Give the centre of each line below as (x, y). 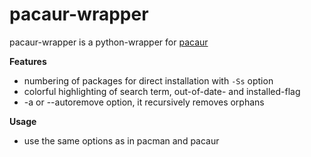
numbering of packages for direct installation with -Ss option (148, 80)
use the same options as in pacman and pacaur (121, 140)
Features (28, 61)
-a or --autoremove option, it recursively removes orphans (144, 102)
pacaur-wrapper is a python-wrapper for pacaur (109, 42)
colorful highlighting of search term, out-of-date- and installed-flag (162, 91)
